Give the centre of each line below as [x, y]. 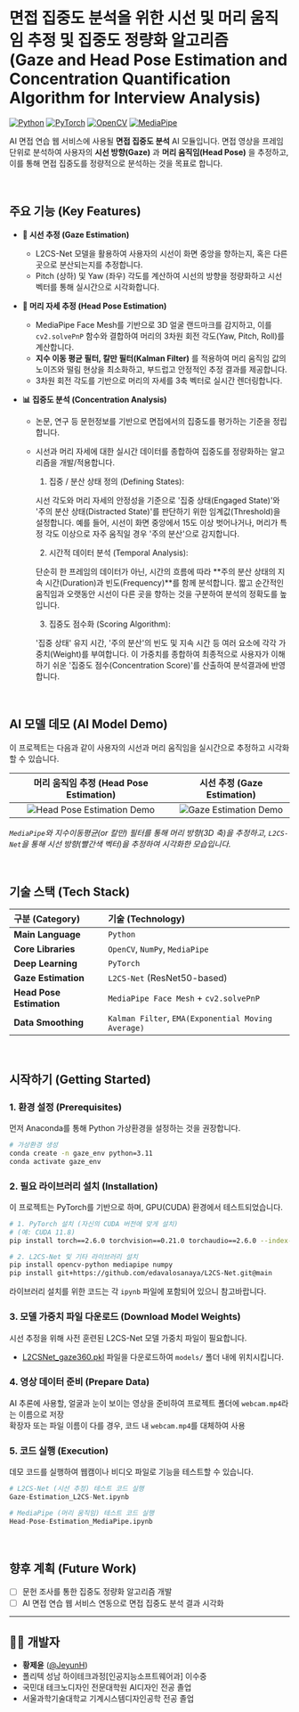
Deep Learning [46, 963]
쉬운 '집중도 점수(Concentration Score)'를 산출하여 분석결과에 [161, 665]
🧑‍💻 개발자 [35, 1642]
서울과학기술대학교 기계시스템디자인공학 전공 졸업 [108, 1699]
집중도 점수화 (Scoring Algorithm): [109, 624]
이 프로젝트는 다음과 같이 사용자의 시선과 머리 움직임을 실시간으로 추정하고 [137, 747]
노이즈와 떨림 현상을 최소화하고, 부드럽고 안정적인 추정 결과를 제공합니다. [161, 369]
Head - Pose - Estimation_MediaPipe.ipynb [81, 1521]
